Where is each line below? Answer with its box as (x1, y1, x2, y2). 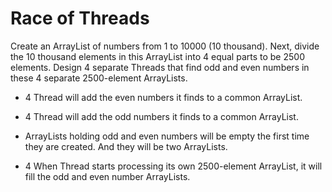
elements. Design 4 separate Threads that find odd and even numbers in (10, 61, 310, 73)
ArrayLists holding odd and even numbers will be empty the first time (24, 130, 310, 142)
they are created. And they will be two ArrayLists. (24, 140, 228, 152)
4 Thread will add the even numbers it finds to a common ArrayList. (24, 91, 303, 103)
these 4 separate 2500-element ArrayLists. (10, 72, 188, 84)
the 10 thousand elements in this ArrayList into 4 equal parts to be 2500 (10, 50, 305, 62)
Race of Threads (10, 7, 150, 30)
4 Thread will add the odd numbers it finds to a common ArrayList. (24, 110, 299, 122)
